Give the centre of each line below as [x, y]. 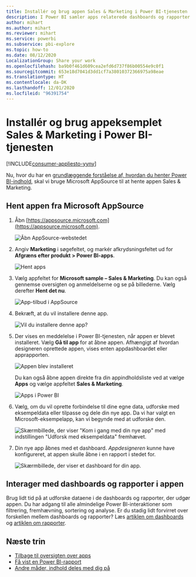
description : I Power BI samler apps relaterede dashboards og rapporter [98, 17]
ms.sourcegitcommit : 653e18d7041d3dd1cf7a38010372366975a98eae [85, 72]
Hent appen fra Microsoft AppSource [75, 206]
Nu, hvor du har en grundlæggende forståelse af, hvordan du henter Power [97, 175]
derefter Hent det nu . [40, 291]
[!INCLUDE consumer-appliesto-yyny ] [51, 163]
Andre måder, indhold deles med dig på [62, 568]
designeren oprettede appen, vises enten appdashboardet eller [91, 348]
